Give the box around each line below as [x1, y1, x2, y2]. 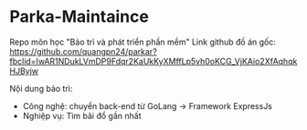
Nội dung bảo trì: [9, 83, 73, 94]
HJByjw [9, 65, 39, 76]
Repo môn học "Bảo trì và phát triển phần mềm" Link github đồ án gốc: [9, 36, 276, 47]
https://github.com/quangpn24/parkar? [9, 45, 157, 56]
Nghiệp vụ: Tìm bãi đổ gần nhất [22, 110, 142, 121]
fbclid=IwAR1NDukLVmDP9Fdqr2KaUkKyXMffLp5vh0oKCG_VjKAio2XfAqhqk [9, 55, 298, 66]
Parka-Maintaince [9, 6, 149, 27]
